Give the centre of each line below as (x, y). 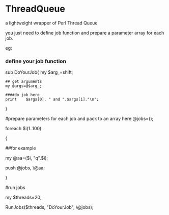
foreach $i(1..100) (23, 129)
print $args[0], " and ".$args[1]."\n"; (52, 100)
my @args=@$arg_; (24, 86)
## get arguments (24, 82)
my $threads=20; (23, 197)
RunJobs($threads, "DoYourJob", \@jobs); (49, 207)
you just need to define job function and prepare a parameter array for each (85, 33)
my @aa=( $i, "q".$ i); (27, 158)
